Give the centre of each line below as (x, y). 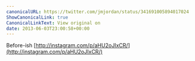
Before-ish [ (21, 45)
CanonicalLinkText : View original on (53, 23)
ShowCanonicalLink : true (37, 17)
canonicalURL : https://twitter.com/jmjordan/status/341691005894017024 (97, 12)
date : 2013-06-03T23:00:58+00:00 (48, 28)
